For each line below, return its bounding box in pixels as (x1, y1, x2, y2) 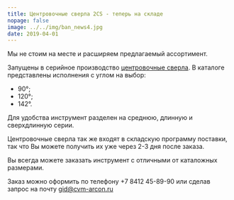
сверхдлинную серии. (7, 121, 74, 130)
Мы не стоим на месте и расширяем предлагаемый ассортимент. (7, 50, 208, 58)
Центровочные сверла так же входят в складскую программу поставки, (7, 135, 228, 143)
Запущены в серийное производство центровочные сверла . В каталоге (7, 63, 225, 72)
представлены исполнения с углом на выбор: (7, 71, 147, 79)
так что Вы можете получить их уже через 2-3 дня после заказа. (7, 143, 205, 151)
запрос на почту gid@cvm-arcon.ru (7, 185, 113, 194)
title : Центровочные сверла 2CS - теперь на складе (7, 10, 163, 18)
